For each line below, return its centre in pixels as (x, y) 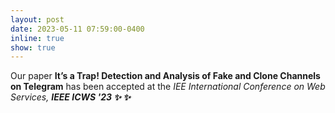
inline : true (37, 38)
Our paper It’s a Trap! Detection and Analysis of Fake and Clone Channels (165, 76)
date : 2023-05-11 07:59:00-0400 (77, 29)
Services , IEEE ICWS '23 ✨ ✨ (70, 97)
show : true (33, 47)
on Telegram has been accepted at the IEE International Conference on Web (168, 87)
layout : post (37, 19)
